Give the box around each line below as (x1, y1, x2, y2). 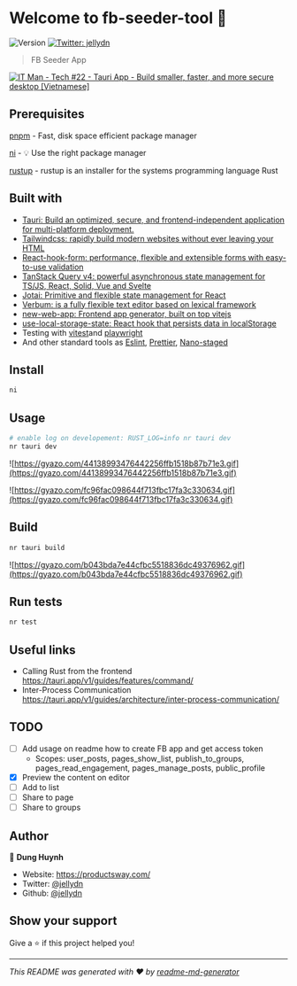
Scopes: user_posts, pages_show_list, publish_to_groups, (34, 753, 245, 764)
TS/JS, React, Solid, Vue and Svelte (21, 280, 152, 291)
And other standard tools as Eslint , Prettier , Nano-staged (21, 337, 228, 347)
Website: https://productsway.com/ (21, 868, 151, 880)
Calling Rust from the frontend (21, 666, 133, 676)
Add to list (21, 781, 60, 792)
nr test (9, 617, 38, 627)
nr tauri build (9, 543, 65, 552)
